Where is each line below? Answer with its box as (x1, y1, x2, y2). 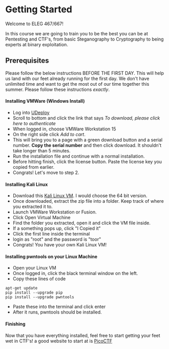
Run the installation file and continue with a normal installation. (12, 153, 145, 159)
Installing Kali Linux (5, 181, 48, 187)
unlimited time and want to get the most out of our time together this (5, 81, 150, 87)
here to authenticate (12, 120, 56, 126)
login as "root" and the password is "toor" (12, 236, 101, 242)
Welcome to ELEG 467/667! (5, 21, 64, 27)
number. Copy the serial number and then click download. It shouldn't (12, 142, 162, 148)
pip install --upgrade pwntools (5, 295, 74, 300)
